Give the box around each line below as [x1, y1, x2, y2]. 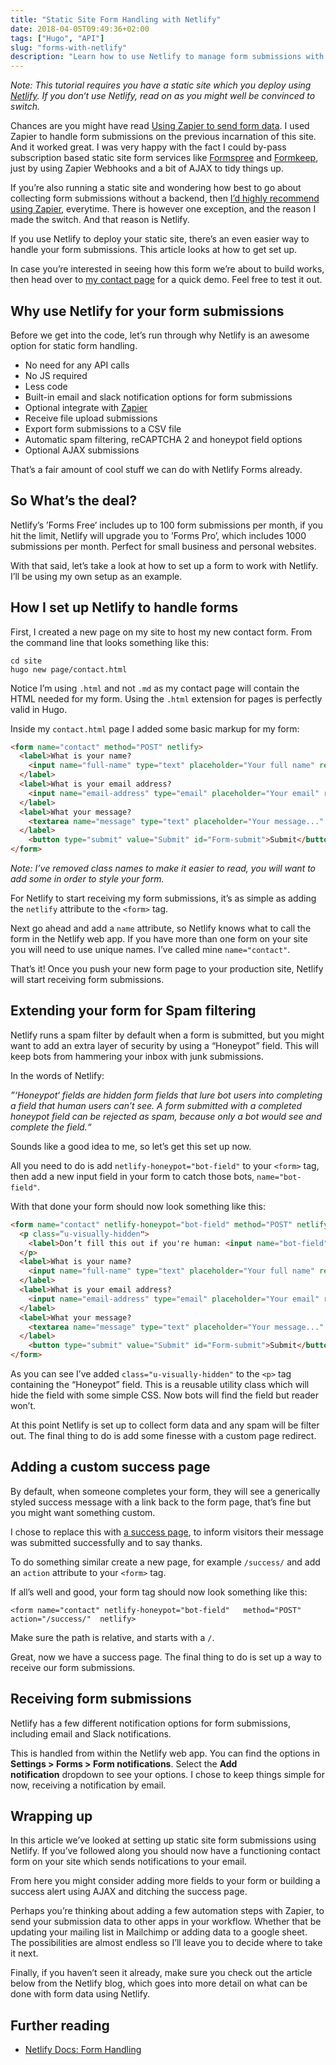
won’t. [10, 1400, 37, 1411]
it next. [10, 1947, 39, 1960]
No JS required [24, 369, 88, 381]
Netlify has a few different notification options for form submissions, [10, 1717, 292, 1729]
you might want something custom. [10, 1506, 156, 1518]
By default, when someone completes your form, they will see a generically [10, 1485, 321, 1497]
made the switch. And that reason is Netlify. [10, 214, 190, 226]
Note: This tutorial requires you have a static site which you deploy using [10, 79, 312, 91]
